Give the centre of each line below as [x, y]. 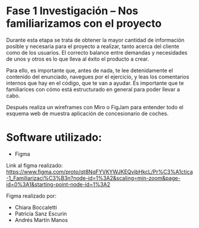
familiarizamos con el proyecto [84, 23]
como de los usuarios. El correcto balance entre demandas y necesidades [97, 52]
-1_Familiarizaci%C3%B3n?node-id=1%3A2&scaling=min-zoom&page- [93, 178]
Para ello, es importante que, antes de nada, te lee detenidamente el [90, 70]
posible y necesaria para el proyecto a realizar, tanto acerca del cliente [93, 46]
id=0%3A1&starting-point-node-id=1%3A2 [58, 184]
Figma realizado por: [31, 196]
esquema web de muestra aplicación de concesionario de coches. [87, 113]
